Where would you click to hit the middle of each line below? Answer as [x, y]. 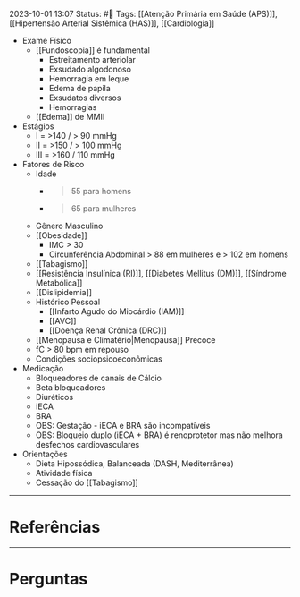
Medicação [43, 368]
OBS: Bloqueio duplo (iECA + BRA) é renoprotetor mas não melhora [159, 435]
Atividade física [64, 473]
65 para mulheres [104, 209]
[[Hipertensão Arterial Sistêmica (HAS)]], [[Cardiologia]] [112, 23]
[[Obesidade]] [61, 235]
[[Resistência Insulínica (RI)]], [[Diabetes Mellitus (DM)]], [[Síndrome [161, 273]
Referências [55, 527]
